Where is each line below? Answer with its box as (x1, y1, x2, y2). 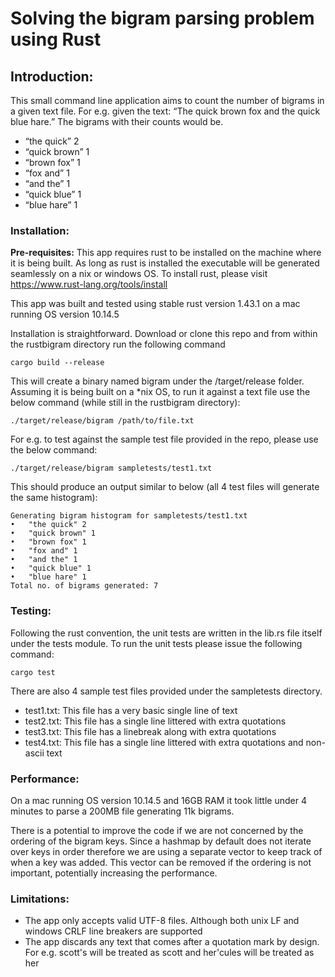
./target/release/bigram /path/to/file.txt (10, 416, 195, 426)
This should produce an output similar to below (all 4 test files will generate (10, 481, 320, 493)
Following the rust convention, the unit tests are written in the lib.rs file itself (10, 627, 323, 639)
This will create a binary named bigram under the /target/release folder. (10, 375, 305, 387)
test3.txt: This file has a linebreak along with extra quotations (24, 725, 277, 737)
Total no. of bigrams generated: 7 (10, 581, 159, 591)
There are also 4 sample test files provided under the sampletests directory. (10, 685, 323, 697)
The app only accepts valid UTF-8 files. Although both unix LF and (24, 915, 300, 927)
